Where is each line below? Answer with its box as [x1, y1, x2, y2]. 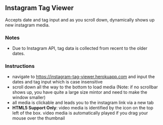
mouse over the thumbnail [12, 115, 65, 121]
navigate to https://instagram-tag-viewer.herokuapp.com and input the [12, 74, 155, 80]
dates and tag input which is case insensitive [12, 79, 103, 85]
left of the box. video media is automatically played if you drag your [12, 110, 148, 116]
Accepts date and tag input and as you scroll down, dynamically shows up [5, 17, 155, 22]
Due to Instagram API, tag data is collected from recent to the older [12, 45, 148, 51]
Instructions [5, 63, 35, 70]
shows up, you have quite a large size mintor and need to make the [12, 89, 148, 95]
